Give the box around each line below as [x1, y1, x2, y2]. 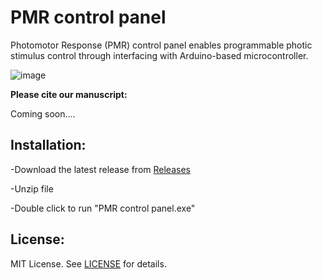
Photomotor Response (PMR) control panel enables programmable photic [10, 39, 313, 51]
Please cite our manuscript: [10, 88, 128, 100]
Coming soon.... [10, 107, 76, 120]
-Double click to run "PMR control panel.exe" [10, 202, 196, 214]
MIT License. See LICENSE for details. [10, 257, 167, 270]
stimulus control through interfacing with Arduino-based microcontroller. [10, 49, 309, 61]
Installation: [10, 137, 87, 154]
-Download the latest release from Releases [10, 163, 191, 175]
